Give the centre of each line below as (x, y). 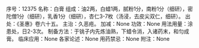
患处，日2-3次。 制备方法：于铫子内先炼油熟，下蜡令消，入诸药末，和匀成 (98, 31)
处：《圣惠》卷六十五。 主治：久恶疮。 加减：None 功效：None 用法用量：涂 (99, 24)
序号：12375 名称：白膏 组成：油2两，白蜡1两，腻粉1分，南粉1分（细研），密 (99, 9)
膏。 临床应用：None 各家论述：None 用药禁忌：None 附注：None (88, 39)
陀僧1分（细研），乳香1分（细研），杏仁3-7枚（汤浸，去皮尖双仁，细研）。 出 (99, 16)
